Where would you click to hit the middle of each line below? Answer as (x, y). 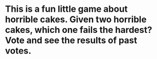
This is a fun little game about (66, 9)
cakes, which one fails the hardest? (79, 30)
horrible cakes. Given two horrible (76, 19)
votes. (18, 51)
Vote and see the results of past (71, 41)
